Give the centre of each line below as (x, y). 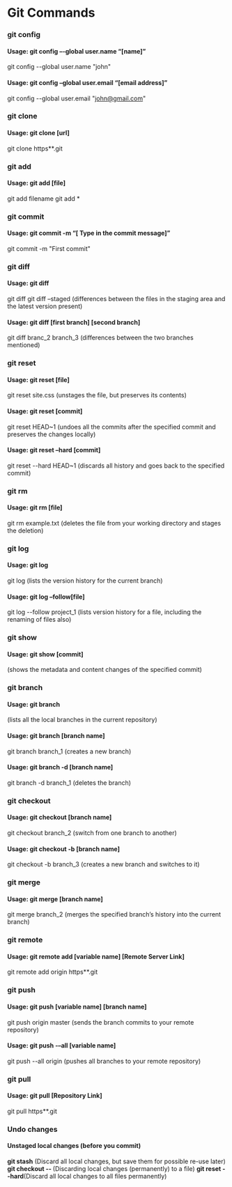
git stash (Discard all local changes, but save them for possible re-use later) (117, 1161)
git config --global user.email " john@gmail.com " (77, 98)
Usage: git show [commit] (45, 654)
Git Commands (51, 13)
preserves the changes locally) (52, 434)
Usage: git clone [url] (38, 133)
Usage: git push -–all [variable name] (62, 1046)
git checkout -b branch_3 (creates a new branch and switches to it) (103, 864)
